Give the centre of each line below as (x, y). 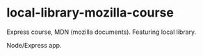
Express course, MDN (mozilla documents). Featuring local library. (101, 32)
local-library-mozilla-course (90, 13)
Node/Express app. (34, 45)
